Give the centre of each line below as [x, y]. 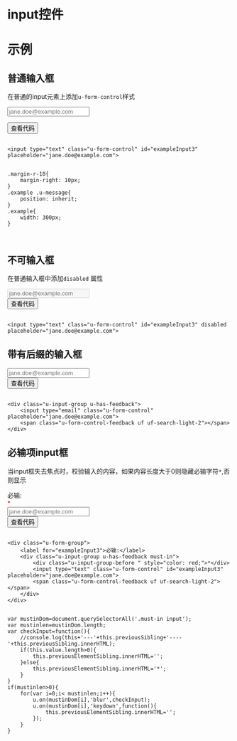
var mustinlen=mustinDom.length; [57, 625]
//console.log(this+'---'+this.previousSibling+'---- [101, 637]
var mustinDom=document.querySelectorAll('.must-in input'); [100, 619]
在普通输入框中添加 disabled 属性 [55, 278]
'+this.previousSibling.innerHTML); [61, 644]
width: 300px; [41, 218]
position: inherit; [49, 199]
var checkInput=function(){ [49, 631]
